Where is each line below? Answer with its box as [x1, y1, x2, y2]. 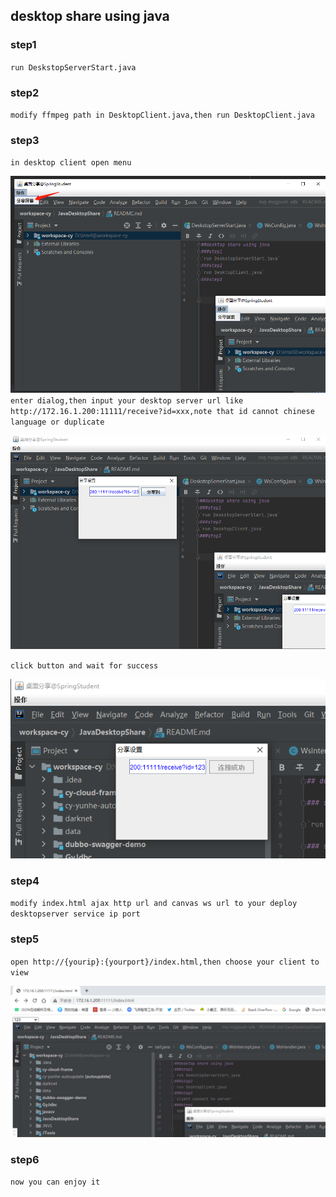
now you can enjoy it [10, 1177, 101, 1188]
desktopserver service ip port [10, 909, 141, 919]
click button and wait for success [10, 661, 159, 671]
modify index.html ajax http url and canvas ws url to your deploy [10, 899, 298, 909]
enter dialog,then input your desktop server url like [10, 396, 244, 406]
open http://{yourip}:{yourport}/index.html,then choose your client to [10, 957, 320, 967]
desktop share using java [10, 8, 170, 25]
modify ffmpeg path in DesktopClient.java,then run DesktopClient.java [10, 110, 315, 120]
